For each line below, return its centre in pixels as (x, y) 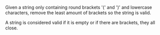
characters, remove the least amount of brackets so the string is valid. (78, 13)
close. (12, 28)
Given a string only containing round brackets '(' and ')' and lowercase (79, 7)
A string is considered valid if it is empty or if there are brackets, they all (80, 23)
